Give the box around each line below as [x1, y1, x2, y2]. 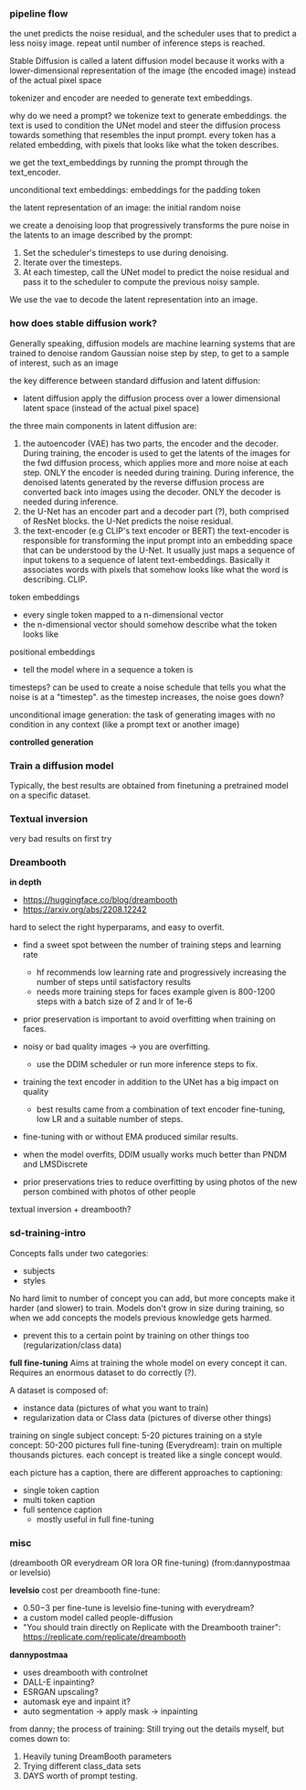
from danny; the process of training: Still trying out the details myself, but [9, 1723, 285, 1734]
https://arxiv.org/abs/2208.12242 [22, 904, 148, 916]
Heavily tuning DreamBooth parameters [22, 1751, 172, 1762]
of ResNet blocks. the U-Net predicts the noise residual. [22, 515, 234, 526]
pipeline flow [9, 7, 69, 20]
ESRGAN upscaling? [22, 1687, 99, 1698]
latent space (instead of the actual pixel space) [22, 402, 200, 413]
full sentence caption [22, 1504, 102, 1515]
